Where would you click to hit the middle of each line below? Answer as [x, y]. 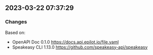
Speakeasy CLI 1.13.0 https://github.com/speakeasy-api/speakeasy [80, 47]
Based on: [15, 32]
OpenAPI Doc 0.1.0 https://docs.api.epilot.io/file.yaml [65, 42]
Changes [16, 22]
